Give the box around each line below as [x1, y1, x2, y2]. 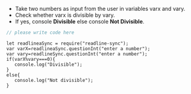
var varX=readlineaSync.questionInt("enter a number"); [6, 45, 150, 52]
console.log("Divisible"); [14, 61, 83, 67]
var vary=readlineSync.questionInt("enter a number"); [6, 51, 148, 57]
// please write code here [6, 30, 75, 36]
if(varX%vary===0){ [6, 56, 56, 62]
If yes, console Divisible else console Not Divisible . [15, 18, 144, 25]
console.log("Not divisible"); [14, 77, 94, 83]
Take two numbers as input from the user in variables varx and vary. [15, 5, 186, 12]
